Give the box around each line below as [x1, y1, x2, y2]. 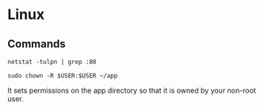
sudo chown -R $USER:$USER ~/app [7, 72, 118, 80]
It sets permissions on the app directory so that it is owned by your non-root [7, 85, 257, 95]
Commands [7, 37, 67, 51]
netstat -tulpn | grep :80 [7, 58, 97, 66]
